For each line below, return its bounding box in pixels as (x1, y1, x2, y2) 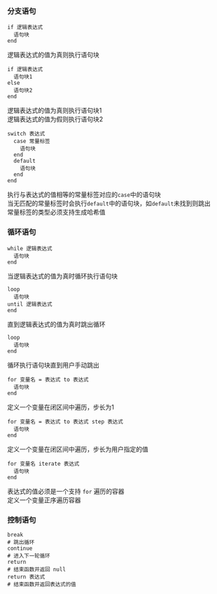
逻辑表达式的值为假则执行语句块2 (7, 115, 104, 123)
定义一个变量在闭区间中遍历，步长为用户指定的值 (7, 445, 148, 453)
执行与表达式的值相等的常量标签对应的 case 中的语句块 (7, 191, 161, 199)
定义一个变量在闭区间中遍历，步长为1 (7, 403, 114, 411)
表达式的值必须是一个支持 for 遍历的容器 (7, 487, 125, 495)
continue (7, 545, 33, 552)
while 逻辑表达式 (7, 245, 52, 252)
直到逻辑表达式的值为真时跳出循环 (7, 320, 106, 328)
